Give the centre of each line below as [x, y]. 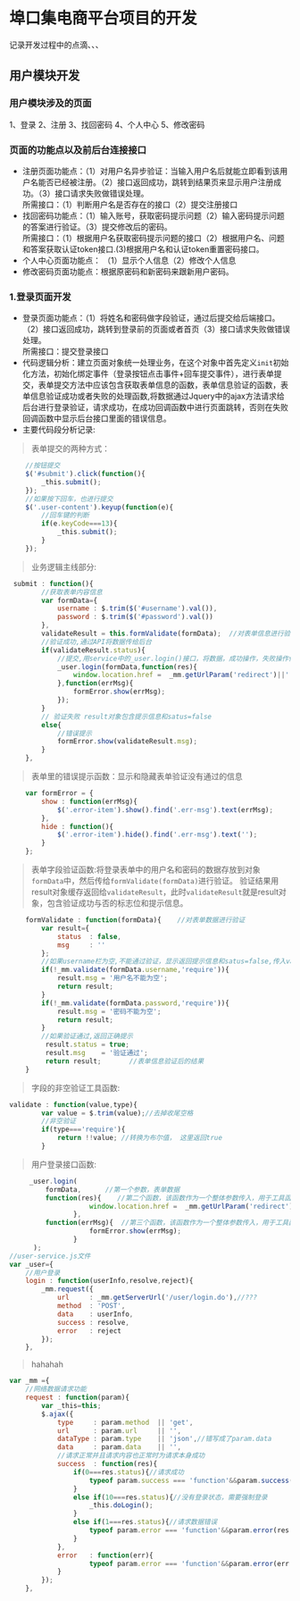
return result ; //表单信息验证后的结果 [125, 1061]
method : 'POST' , [91, 1306]
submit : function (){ [53, 583]
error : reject [89, 1331]
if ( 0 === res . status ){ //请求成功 [129, 1472]
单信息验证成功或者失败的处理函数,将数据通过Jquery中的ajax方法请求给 [153, 396]
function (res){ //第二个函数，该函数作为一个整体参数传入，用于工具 [165, 1198]
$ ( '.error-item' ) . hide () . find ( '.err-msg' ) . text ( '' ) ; [157, 835]
